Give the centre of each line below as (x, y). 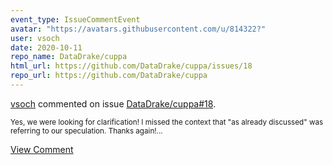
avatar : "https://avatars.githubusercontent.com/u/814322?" (138, 29)
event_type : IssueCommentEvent (75, 19)
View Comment (42, 149)
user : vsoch (35, 38)
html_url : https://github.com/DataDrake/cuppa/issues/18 (131, 66)
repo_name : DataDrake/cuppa (69, 57)
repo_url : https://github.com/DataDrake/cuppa (109, 76)
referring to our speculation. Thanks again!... (86, 131)
